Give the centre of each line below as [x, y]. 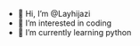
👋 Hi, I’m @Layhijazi [54, 14]
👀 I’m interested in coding [65, 23]
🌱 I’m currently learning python [74, 32]
